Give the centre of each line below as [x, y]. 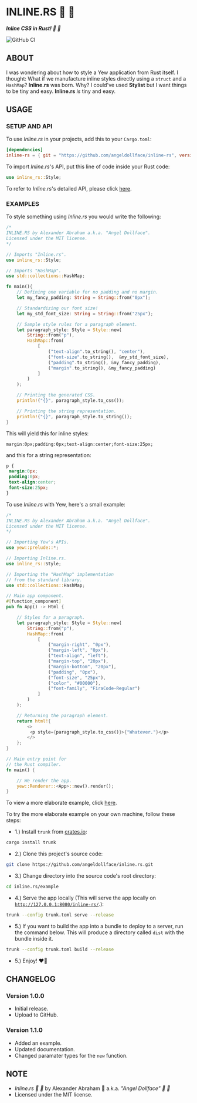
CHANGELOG [31, 979]
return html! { [34, 721]
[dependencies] [25, 150]
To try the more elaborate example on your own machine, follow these [91, 814]
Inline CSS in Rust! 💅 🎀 [33, 28]
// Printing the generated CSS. [56, 395]
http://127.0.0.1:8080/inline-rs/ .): [59, 904]
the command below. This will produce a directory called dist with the [99, 932]
